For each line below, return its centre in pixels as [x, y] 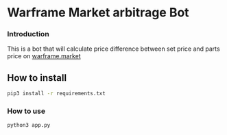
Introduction [28, 34]
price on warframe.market [44, 56]
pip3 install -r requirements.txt [57, 94]
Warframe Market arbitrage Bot [98, 13]
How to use [26, 111]
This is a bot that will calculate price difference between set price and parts [114, 49]
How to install [37, 78]
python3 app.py [29, 125]
